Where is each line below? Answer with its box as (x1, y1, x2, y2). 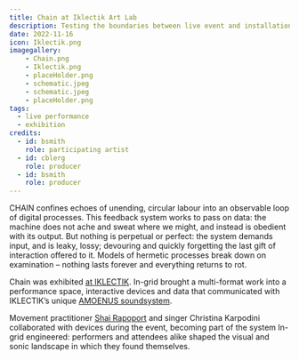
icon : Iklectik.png (9, 37, 82, 47)
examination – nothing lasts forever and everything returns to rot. (9, 260, 247, 270)
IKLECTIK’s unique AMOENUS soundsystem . (9, 295, 173, 307)
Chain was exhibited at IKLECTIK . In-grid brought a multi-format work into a (9, 276, 287, 287)
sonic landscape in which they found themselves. (9, 341, 190, 352)
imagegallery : (9, 46, 62, 55)
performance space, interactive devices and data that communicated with (9, 286, 280, 297)
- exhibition (17, 121, 66, 130)
